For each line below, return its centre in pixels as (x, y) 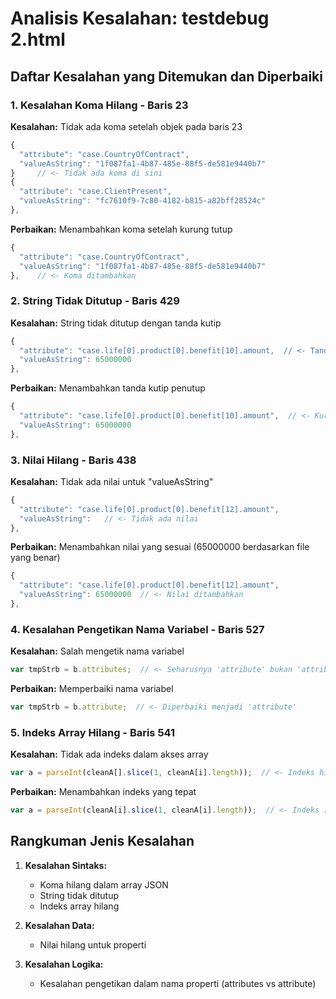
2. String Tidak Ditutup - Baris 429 (95, 301)
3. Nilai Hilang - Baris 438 (73, 460)
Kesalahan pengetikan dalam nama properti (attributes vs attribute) (178, 983)
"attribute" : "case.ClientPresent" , (95, 192)
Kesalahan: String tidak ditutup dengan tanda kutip (116, 323)
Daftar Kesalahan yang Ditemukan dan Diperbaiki (166, 76)
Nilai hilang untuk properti (93, 944)
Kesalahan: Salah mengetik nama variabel (97, 651)
